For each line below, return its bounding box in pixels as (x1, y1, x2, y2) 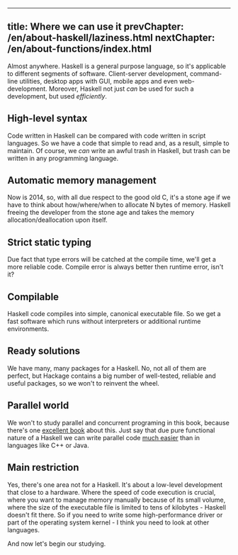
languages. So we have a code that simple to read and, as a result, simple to (7, 139, 229, 147)
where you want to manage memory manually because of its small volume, (7, 495, 226, 504)
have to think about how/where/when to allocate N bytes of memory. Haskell (7, 201, 231, 209)
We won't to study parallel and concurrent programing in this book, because (7, 418, 230, 427)
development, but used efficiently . (7, 91, 108, 100)
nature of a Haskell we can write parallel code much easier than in (7, 433, 200, 442)
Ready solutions (7, 345, 81, 357)
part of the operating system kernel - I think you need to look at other (7, 518, 210, 527)
